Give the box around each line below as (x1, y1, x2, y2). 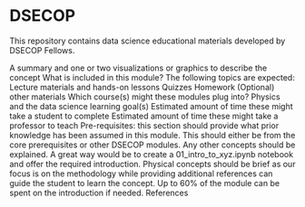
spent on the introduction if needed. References (9, 187, 189, 198)
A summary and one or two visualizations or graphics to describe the (9, 62, 268, 73)
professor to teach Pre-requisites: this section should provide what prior (9, 119, 280, 131)
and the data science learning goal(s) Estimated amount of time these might (9, 100, 293, 111)
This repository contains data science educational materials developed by (9, 35, 286, 46)
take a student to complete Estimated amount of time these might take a (9, 110, 279, 121)
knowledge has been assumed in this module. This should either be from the (9, 129, 296, 140)
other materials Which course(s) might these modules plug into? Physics (9, 91, 280, 102)
